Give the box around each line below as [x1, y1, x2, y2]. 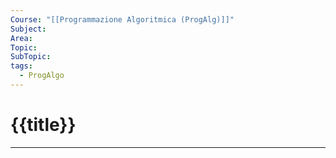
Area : [10, 33, 33, 43]
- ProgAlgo [19, 71, 65, 81]
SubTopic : [10, 52, 52, 62]
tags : [10, 61, 33, 71]
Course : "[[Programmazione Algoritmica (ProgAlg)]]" [10, 14, 235, 25]
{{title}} [10, 114, 77, 136]
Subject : [10, 24, 47, 34]
